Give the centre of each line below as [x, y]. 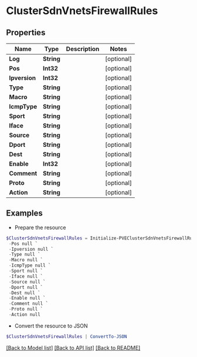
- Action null [25, 315]
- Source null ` [27, 282]
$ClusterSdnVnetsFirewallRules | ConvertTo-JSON [67, 336]
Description [83, 49]
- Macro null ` [26, 260]
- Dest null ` [25, 293]
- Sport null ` [26, 271]
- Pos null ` [23, 244]
